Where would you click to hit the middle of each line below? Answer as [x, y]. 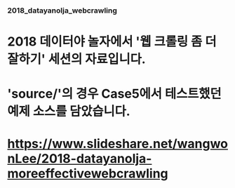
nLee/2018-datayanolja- [80, 159]
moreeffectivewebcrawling [88, 174]
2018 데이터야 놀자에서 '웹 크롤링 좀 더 [112, 42]
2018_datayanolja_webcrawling [62, 11]
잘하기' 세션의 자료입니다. [76, 59]
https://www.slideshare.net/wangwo [118, 144]
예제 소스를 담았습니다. [69, 112]
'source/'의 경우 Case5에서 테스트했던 [115, 94]
